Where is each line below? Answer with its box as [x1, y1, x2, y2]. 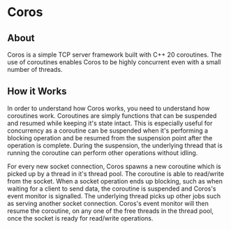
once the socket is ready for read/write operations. [7, 214, 154, 222]
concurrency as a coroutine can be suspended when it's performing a [7, 126, 208, 135]
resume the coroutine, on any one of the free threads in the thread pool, [7, 207, 214, 215]
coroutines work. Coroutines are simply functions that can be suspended [7, 111, 217, 119]
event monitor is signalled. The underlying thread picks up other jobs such [7, 191, 221, 200]
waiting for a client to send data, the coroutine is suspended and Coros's [7, 184, 216, 193]
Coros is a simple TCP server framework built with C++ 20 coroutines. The [7, 50, 222, 59]
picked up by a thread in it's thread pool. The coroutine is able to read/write [7, 169, 225, 178]
